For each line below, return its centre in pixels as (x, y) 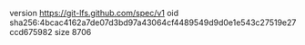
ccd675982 (31, 32)
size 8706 (73, 32)
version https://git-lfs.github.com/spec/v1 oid (94, 13)
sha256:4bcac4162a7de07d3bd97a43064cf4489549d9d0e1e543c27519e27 (153, 22)
